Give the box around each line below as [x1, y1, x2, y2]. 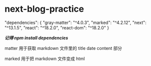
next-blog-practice [4, 3, 84, 15]
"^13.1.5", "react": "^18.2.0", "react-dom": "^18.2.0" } [4, 24, 109, 30]
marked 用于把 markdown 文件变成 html [4, 55, 85, 62]
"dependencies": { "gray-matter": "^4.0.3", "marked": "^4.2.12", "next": [4, 20, 147, 25]
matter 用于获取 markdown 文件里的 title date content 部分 [4, 45, 122, 51]
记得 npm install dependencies [4, 35, 68, 41]
